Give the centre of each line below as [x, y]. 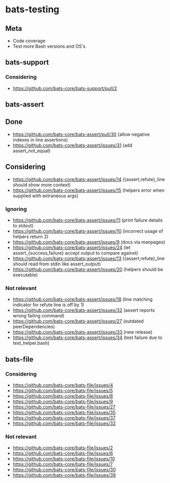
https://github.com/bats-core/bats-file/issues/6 [63, 453]
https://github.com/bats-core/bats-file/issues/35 [64, 412]
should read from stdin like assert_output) [57, 264]
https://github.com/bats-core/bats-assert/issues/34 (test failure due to [88, 337]
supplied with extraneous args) [45, 195]
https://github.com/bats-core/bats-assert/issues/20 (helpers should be [88, 269]
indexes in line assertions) [40, 139]
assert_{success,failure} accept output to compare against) [75, 253]
